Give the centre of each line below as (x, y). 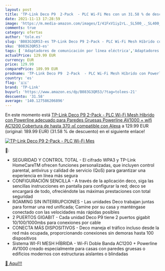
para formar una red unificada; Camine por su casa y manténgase (79, 207)
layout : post (18, 10)
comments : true (21, 28)
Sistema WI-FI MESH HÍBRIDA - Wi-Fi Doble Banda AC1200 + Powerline (85, 244)
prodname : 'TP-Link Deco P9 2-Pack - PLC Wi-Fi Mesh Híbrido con (76, 74)
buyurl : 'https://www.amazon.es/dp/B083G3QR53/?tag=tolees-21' (71, 92)
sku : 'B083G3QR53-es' (27, 46)
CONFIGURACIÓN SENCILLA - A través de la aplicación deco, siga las (83, 181)
